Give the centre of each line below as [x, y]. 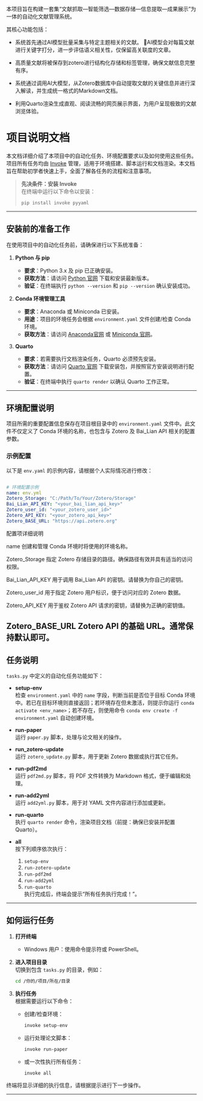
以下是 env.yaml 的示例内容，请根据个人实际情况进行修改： [79, 470]
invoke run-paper [46, 1049]
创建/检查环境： [43, 1014]
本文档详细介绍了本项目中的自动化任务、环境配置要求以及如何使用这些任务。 [101, 156]
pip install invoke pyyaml [55, 203]
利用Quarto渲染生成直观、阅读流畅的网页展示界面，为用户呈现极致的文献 [105, 104]
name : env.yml [24, 493]
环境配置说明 [30, 408]
